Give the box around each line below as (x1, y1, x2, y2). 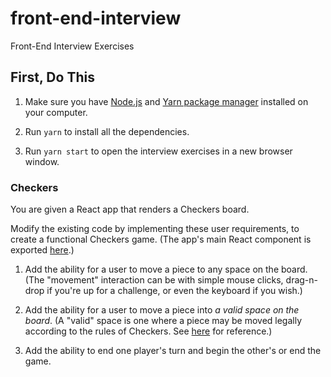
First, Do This (10, 69, 95, 86)
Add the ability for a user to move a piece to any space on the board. (24, 263, 308, 276)
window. (24, 155, 60, 167)
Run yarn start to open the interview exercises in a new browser (24, 145, 293, 157)
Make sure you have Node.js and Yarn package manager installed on (24, 95, 309, 107)
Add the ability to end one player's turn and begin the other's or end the (24, 345, 322, 357)
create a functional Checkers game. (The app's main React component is (10, 233, 312, 246)
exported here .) (10, 244, 75, 256)
